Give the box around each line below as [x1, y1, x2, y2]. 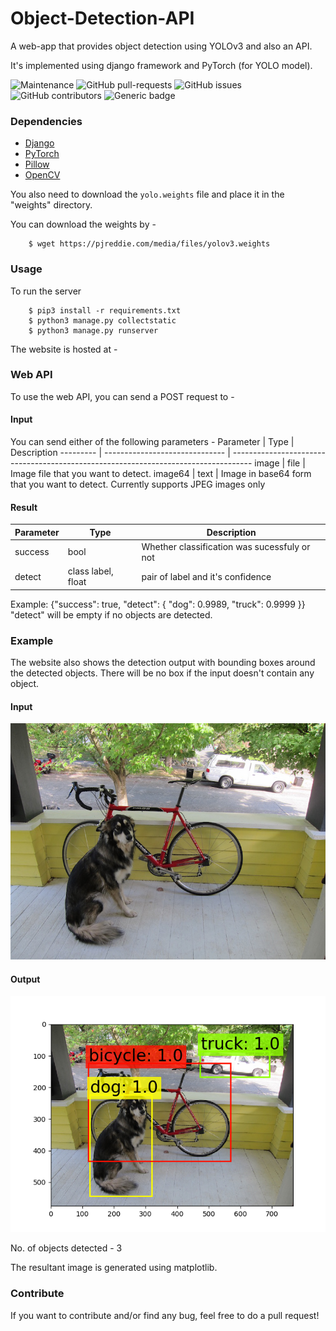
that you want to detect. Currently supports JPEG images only [10, 478, 266, 491]
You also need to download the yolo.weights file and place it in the [10, 188, 285, 201]
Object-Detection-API [10, 7, 195, 30]
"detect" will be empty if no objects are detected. [10, 608, 213, 621]
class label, [67, 565, 114, 577]
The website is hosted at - [10, 343, 118, 355]
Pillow [24, 158, 50, 171]
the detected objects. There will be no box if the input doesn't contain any [10, 667, 315, 679]
